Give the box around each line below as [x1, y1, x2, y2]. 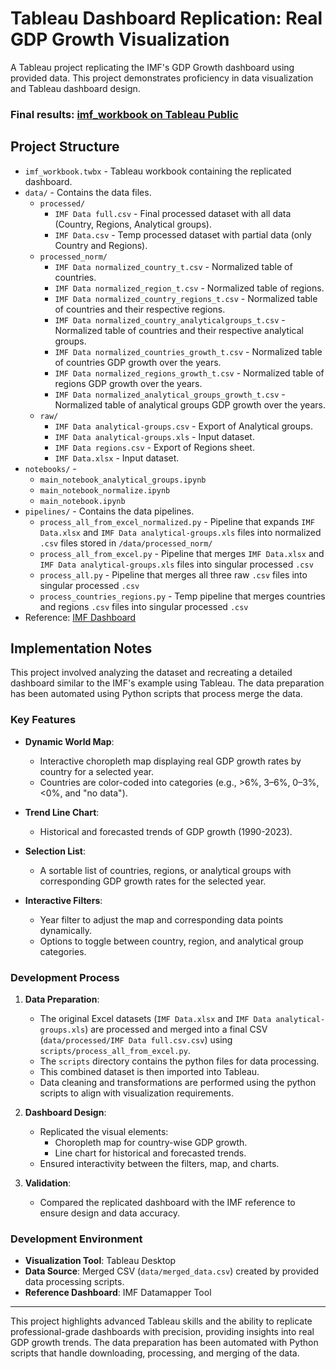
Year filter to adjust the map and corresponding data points [39, 913, 284, 926]
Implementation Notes [10, 640, 153, 657]
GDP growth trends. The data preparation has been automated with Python [10, 1337, 319, 1349]
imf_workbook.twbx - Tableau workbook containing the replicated [24, 165, 292, 177]
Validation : [24, 1177, 72, 1189]
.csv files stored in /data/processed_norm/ [39, 537, 213, 549]
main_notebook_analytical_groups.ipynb [39, 475, 207, 485]
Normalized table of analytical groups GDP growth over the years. [54, 398, 326, 411]
